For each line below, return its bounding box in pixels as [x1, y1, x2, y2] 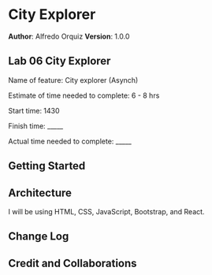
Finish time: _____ [8, 121, 64, 131]
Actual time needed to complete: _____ [8, 136, 132, 146]
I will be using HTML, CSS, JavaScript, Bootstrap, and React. [8, 206, 205, 216]
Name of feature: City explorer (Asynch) [8, 75, 139, 84]
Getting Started [8, 159, 86, 173]
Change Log [8, 230, 69, 243]
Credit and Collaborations [8, 256, 137, 269]
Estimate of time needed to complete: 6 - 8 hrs [8, 91, 160, 100]
